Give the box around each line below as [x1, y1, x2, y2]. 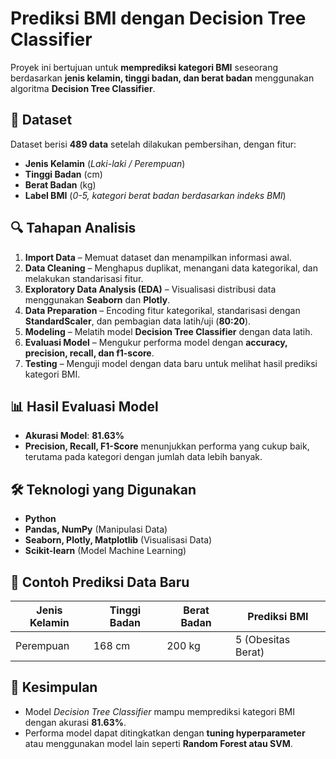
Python [24, 513, 57, 525]
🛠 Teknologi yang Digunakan [10, 481, 197, 498]
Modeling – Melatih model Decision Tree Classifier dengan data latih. [24, 325, 313, 337]
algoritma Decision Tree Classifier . [10, 82, 156, 94]
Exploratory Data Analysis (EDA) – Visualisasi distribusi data [24, 283, 277, 295]
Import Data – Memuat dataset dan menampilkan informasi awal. [24, 251, 292, 263]
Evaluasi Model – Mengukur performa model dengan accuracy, [24, 336, 288, 348]
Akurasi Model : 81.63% [24, 430, 125, 442]
